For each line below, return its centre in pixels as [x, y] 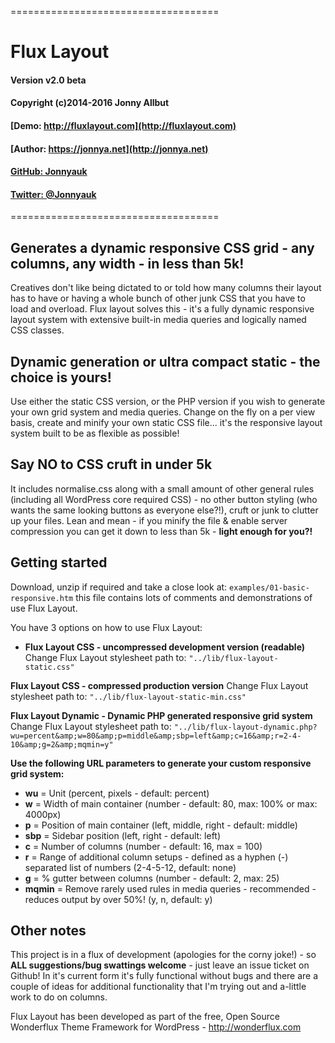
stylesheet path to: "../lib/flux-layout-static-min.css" [128, 696]
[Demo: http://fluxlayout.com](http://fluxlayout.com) [123, 125]
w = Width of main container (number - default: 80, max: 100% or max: [171, 803]
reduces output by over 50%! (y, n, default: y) [118, 899]
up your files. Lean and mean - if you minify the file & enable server [149, 520]
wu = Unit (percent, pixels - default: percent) [117, 793]
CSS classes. [37, 330]
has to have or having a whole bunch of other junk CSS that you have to [158, 298]
